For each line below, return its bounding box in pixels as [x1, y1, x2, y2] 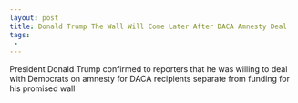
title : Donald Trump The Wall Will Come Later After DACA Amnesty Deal [9, 22, 287, 31]
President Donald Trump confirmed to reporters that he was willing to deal [9, 64, 288, 75]
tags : [9, 30, 30, 39]
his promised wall [9, 83, 76, 94]
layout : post [9, 13, 59, 23]
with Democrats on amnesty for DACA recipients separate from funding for [9, 74, 290, 85]
